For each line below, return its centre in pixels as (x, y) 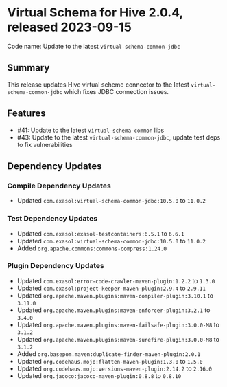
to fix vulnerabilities (45, 144)
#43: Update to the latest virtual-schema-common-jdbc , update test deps (119, 137)
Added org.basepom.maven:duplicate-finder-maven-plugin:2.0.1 (109, 354)
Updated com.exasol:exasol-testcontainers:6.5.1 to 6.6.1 (100, 233)
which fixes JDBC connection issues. (117, 91)
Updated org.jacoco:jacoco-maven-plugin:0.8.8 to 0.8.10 (99, 375)
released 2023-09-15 (69, 27)
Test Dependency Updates (52, 219)
